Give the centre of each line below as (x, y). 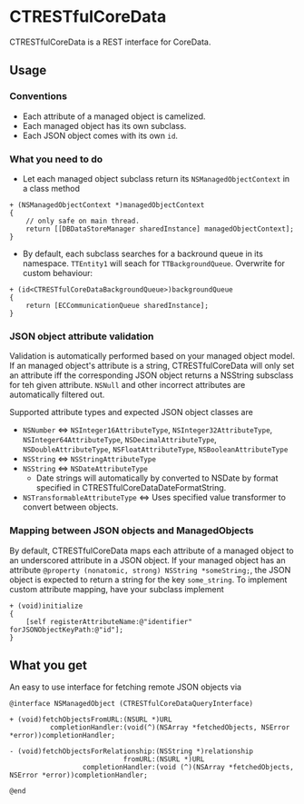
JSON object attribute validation (82, 336)
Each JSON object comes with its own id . (100, 135)
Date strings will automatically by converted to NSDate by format (157, 478)
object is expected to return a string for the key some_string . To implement (148, 580)
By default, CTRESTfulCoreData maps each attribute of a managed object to (152, 551)
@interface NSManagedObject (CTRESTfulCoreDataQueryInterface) (132, 704)
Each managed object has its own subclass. (104, 125)
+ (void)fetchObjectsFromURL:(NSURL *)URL (91, 720)
